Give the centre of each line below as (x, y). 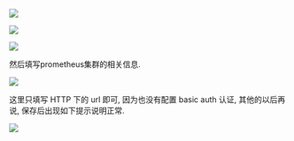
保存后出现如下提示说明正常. (73, 111)
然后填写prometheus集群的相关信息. (75, 64)
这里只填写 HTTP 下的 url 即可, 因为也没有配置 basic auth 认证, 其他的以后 (143, 100)
